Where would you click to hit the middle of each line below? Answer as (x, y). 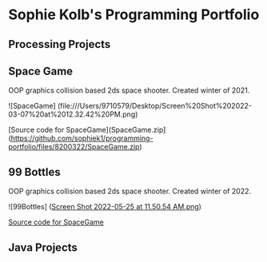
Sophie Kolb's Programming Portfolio (134, 15)
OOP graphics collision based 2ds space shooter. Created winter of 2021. (129, 90)
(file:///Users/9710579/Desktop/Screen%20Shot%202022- (154, 106)
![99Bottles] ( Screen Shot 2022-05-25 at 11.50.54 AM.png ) (105, 207)
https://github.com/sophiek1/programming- (82, 138)
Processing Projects (60, 44)
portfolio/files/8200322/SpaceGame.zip (74, 147)
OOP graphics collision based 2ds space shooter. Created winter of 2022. (130, 191)
